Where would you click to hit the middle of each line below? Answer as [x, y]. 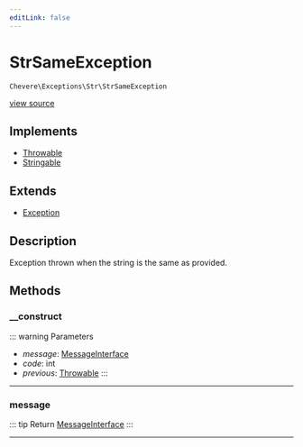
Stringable [41, 162]
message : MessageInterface [75, 353]
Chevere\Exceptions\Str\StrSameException [88, 87]
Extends [33, 191]
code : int [39, 363]
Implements [44, 131]
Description [43, 241]
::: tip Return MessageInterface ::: [71, 424]
